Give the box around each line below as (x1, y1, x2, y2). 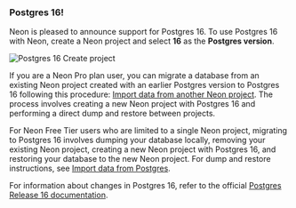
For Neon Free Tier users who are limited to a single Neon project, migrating (9, 125, 287, 136)
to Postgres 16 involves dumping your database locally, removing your (9, 135, 266, 146)
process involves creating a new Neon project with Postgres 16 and (9, 99, 256, 109)
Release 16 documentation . (9, 189, 108, 201)
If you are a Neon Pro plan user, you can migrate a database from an (9, 70, 260, 81)
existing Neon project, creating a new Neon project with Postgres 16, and (9, 144, 276, 155)
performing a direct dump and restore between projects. (9, 108, 216, 119)
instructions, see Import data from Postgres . (9, 163, 171, 174)
